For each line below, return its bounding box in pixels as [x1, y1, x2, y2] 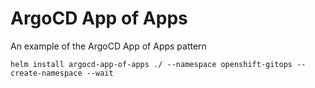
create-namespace [10, 68, 83, 78]
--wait [86, 68, 114, 78]
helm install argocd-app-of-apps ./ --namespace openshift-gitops [10, 59, 293, 69]
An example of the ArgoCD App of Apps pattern [10, 40, 207, 52]
